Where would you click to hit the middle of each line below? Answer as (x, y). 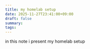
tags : (11, 28)
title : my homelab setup (30, 9)
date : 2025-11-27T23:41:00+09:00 (39, 14)
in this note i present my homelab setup (45, 41)
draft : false (18, 18)
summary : (14, 23)
